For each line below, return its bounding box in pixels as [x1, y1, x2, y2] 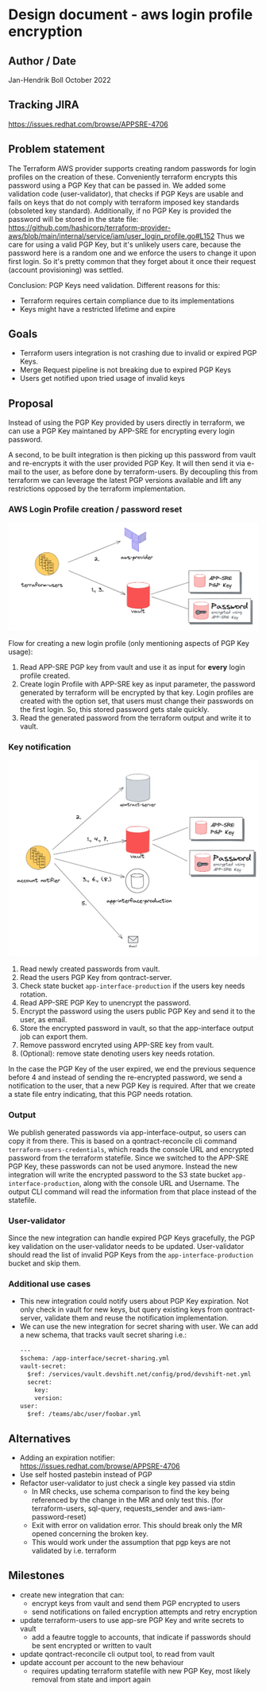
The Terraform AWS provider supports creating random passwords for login [8, 163, 256, 173]
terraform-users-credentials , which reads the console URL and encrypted [8, 1144, 254, 1154]
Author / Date [8, 54, 77, 68]
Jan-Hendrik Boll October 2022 [8, 76, 111, 84]
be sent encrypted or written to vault [31, 1640, 152, 1650]
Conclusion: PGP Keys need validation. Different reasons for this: [8, 280, 221, 290]
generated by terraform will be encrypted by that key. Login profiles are [19, 687, 254, 697]
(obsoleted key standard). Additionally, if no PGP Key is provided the [8, 205, 232, 216]
